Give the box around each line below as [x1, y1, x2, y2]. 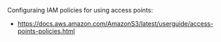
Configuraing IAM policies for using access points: [7, 6, 153, 14]
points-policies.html [17, 27, 75, 35]
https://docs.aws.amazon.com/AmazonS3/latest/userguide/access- [17, 20, 214, 27]
